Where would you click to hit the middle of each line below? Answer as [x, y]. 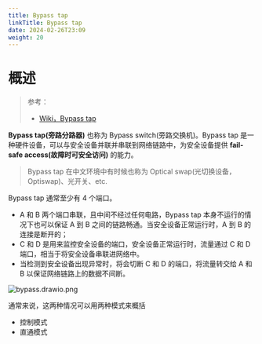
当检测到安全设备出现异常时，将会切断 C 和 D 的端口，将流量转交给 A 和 [136, 264]
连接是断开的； [44, 234]
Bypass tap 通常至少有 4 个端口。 [62, 198]
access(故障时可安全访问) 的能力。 [81, 155]
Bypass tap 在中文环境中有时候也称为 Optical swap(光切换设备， [132, 172]
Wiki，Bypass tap [67, 119]
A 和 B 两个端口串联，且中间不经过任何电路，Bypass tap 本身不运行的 [132, 215]
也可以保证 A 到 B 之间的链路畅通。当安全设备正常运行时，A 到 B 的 [142, 225]
